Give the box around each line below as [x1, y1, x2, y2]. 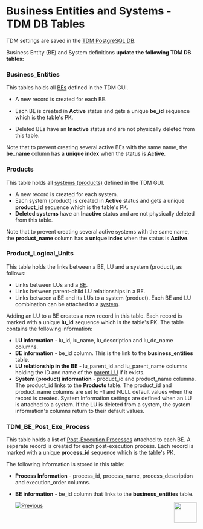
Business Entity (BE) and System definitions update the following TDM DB [6, 48, 192, 56]
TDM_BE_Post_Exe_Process [6, 422, 91, 431]
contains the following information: [6, 325, 92, 332]
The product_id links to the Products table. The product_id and [14, 382, 172, 389]
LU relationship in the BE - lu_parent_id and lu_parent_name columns [14, 362, 188, 370]
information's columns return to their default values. [14, 407, 145, 414]
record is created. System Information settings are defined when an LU [14, 394, 192, 402]
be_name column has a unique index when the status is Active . [6, 150, 166, 158]
